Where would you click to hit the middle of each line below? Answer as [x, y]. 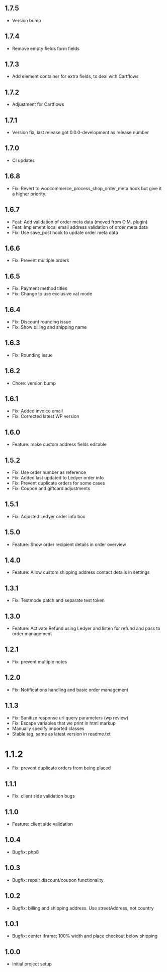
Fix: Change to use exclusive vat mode [52, 294]
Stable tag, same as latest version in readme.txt [61, 734]
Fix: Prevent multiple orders [40, 260]
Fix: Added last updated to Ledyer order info [58, 478]
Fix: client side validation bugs [43, 796]
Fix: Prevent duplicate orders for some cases [58, 483]
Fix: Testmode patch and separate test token [58, 600]
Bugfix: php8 [25, 852]
